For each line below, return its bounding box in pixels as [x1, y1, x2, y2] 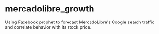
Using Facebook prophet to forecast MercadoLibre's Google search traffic [5, 19, 155, 25]
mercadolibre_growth [5, 3, 94, 14]
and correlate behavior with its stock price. [5, 24, 91, 30]
